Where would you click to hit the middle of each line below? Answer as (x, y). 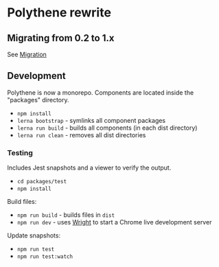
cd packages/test (42, 182)
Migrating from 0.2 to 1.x (61, 38)
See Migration (27, 54)
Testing (20, 152)
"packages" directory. (38, 100)
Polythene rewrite (59, 13)
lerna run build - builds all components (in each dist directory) (107, 128)
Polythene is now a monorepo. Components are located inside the (101, 92)
